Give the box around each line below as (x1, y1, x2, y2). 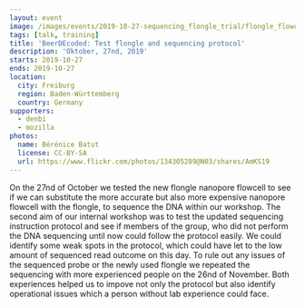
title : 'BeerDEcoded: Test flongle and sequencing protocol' (9, 38, 246, 48)
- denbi (17, 114, 47, 124)
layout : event (9, 13, 64, 23)
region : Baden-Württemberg (17, 89, 120, 98)
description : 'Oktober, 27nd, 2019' (9, 47, 148, 56)
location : (9, 73, 47, 82)
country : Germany (17, 97, 84, 107)
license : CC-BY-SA (17, 148, 88, 157)
